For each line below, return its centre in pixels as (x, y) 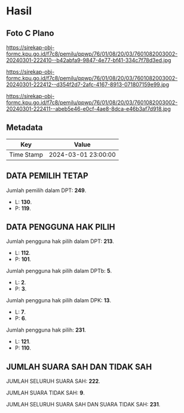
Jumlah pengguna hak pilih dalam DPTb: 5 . (59, 271)
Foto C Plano (30, 33)
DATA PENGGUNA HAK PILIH (61, 227)
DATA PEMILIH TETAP (47, 176)
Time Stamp (26, 154)
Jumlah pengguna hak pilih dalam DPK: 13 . (59, 300)
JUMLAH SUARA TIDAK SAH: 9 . (45, 393)
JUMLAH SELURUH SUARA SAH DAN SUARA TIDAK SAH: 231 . (83, 405)
